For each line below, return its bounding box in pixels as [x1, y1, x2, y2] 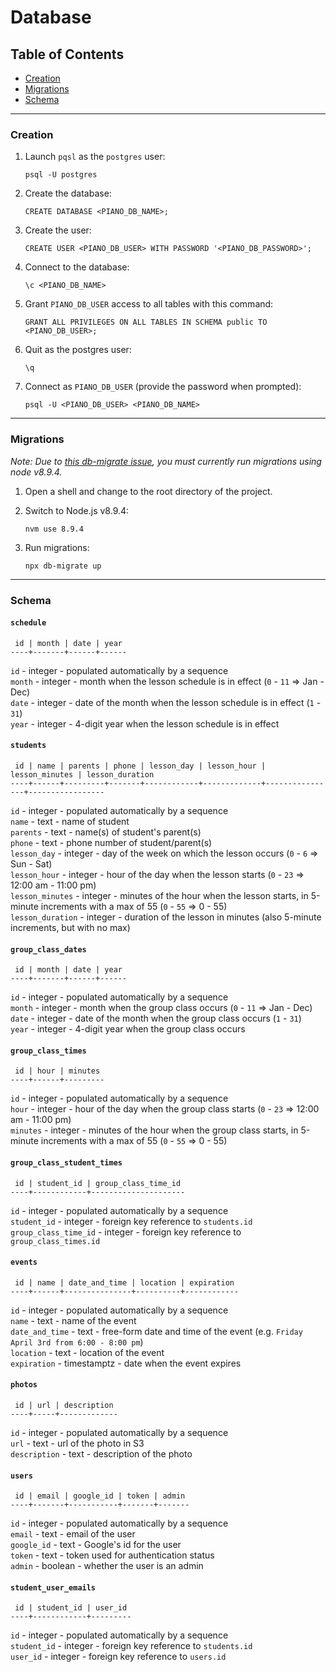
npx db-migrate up [24, 561, 102, 571]
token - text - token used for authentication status [10, 1549, 215, 1561]
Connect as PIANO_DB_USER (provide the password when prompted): [24, 381, 302, 393]
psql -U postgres [24, 170, 98, 180]
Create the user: [24, 224, 92, 236]
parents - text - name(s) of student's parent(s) [10, 826, 202, 838]
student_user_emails [10, 1582, 97, 1593]
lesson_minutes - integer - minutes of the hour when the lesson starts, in [10, 889, 309, 901]
